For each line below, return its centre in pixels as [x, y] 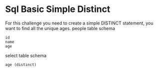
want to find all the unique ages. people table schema [60, 28]
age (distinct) [21, 64]
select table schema [26, 55]
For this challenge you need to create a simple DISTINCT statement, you [79, 23]
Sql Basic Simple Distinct [58, 9]
